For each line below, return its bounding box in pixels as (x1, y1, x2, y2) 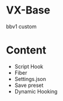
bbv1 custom (6, 23, 37, 30)
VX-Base (6, 4, 51, 17)
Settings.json (14, 75, 47, 82)
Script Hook (14, 63, 44, 70)
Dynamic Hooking (14, 87, 58, 95)
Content (6, 43, 47, 57)
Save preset (14, 82, 44, 89)
